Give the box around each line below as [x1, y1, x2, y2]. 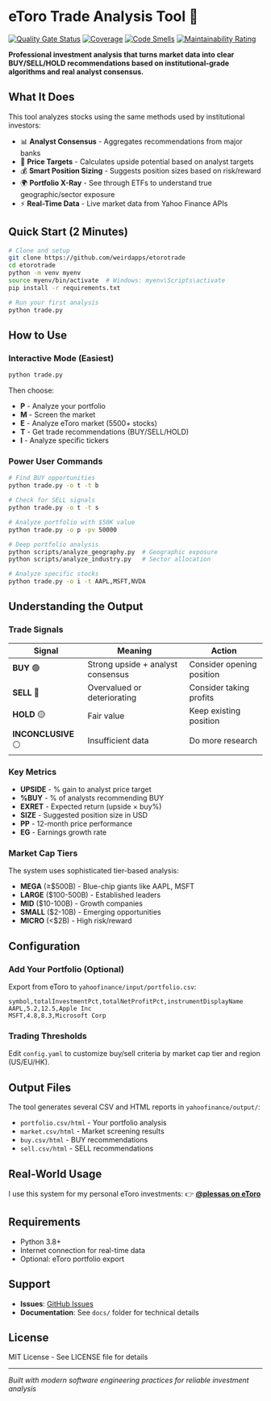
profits [189, 692, 215, 703]
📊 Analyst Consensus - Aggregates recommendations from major [19, 137, 244, 146]
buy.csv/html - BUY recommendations [19, 1135, 148, 1145]
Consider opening [189, 658, 257, 670]
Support [8, 1277, 51, 1291]
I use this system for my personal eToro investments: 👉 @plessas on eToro [8, 1189, 261, 1198]
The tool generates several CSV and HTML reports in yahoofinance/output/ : [8, 1102, 261, 1112]
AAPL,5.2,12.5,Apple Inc [8, 1005, 92, 1013]
